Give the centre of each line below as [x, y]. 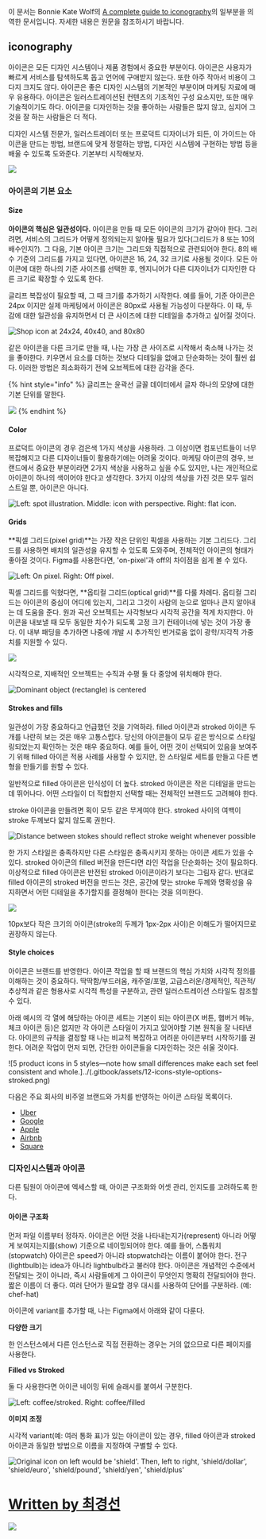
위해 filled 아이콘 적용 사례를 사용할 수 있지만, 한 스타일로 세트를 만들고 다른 [133, 756]
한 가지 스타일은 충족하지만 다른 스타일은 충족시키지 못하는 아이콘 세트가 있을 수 [131, 852]
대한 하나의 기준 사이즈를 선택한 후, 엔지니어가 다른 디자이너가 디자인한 [138, 268]
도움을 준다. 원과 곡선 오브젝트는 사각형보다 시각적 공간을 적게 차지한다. [135, 612]
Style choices [31, 952]
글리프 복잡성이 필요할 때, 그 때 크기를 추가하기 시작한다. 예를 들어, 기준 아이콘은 [132, 295]
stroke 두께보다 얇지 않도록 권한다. [62, 820]
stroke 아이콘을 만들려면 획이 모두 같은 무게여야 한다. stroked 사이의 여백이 [125, 810]
